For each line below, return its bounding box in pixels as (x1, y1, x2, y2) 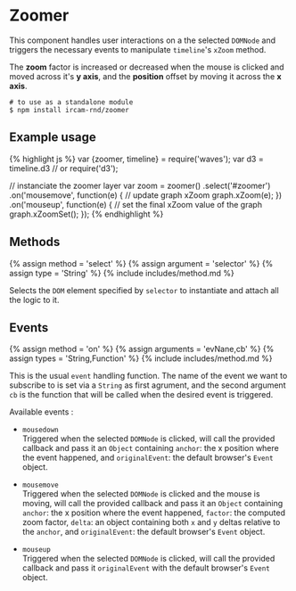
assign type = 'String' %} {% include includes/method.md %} (9, 267, 234, 278)
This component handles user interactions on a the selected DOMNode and (9, 35, 276, 45)
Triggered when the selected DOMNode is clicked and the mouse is (21, 488, 260, 499)
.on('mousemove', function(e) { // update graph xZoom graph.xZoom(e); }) (9, 189, 283, 201)
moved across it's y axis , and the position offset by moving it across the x (9, 70, 283, 81)
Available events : (9, 406, 74, 417)
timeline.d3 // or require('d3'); (9, 162, 119, 174)
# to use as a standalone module (9, 97, 134, 107)
